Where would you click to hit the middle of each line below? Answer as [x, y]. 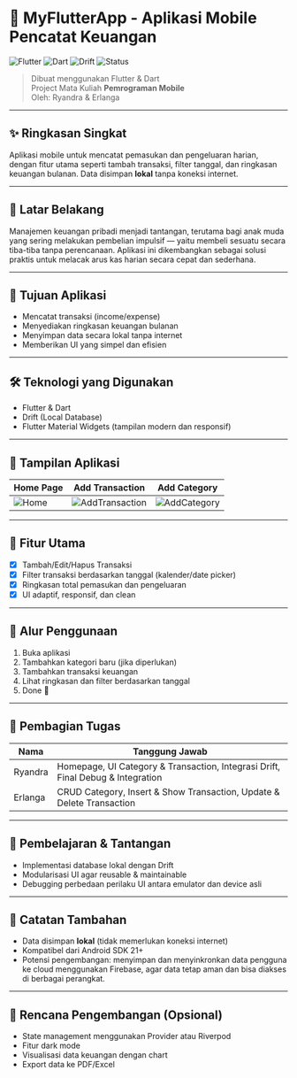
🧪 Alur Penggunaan [63, 631]
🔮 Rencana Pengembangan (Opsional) [116, 1015]
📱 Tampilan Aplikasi [65, 462]
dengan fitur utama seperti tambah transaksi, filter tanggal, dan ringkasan [143, 164]
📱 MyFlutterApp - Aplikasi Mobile [133, 18]
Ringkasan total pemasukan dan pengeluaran [104, 584]
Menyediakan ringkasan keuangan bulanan [100, 326]
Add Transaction [110, 488]
